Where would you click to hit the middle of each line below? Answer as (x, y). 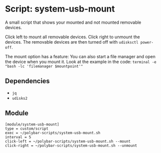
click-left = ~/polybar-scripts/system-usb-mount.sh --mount (68, 141)
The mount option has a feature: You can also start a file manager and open (80, 56)
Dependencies (27, 81)
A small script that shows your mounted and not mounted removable (73, 22)
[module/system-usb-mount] (32, 124)
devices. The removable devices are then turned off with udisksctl (72, 42)
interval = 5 (18, 137)
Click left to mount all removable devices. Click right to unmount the (73, 37)
